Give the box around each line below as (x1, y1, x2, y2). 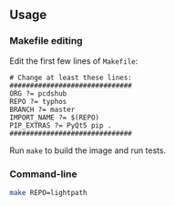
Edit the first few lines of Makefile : (9, 55, 139, 67)
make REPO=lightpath (9, 188, 88, 197)
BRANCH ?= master (9, 105, 76, 114)
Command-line (9, 168, 77, 180)
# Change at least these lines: (9, 73, 132, 82)
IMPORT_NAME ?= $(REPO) (9, 113, 100, 122)
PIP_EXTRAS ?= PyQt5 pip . (9, 120, 112, 130)
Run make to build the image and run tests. (9, 145, 167, 156)
